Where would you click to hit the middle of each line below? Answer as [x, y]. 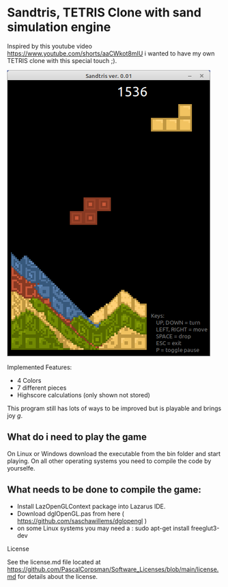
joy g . [15, 415]
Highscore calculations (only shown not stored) [83, 395]
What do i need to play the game [77, 437]
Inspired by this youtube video [49, 46]
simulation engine [59, 27]
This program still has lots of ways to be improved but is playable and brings [114, 408]
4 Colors [29, 380]
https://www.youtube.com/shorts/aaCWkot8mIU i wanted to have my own [111, 53]
